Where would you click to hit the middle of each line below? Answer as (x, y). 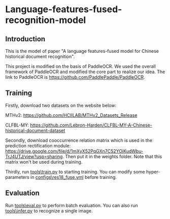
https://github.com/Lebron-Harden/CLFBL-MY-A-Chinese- (91, 125)
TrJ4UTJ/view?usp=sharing (34, 157)
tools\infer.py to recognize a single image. (49, 211)
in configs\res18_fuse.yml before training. (74, 177)
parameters (17, 177)
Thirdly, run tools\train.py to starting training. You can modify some (75, 172)
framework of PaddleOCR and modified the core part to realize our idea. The (85, 72)
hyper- (153, 172)
